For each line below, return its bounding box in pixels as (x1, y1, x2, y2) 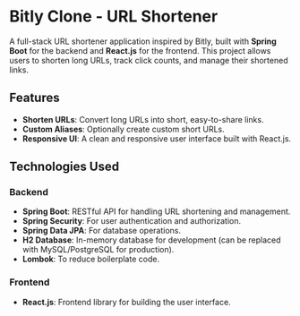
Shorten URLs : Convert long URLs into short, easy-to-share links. (21, 114, 264, 124)
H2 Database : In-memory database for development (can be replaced (21, 235, 281, 245)
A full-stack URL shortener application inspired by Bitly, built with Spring (9, 36, 277, 47)
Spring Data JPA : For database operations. (21, 226, 182, 236)
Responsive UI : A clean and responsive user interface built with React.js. (21, 132, 292, 144)
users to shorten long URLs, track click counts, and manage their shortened (9, 55, 288, 65)
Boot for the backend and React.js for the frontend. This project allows (9, 45, 271, 56)
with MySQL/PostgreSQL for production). (21, 244, 175, 255)
